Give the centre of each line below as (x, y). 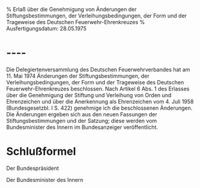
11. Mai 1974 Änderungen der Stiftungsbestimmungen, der (78, 76)
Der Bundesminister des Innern (45, 180)
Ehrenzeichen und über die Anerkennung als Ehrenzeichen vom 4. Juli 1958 (100, 101)
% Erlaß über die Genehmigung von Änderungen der (71, 9)
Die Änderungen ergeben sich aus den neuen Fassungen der (82, 114)
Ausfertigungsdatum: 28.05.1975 (46, 28)
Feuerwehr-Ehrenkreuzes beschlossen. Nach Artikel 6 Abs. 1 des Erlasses (98, 89)
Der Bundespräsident (33, 168)
